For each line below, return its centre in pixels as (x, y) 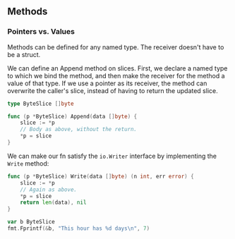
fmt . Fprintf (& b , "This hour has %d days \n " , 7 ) (79, 228)
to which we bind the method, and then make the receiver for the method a (116, 75)
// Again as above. (49, 190)
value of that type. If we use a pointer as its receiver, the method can (107, 83)
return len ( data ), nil (53, 203)
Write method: (28, 163)
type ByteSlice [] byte (41, 104)
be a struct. (24, 54)
